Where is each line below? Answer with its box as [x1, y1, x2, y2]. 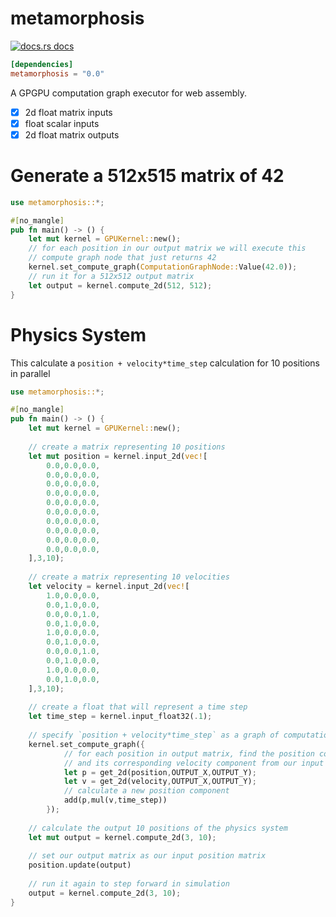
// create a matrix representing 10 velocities [28, 572, 230, 582]
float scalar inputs [24, 117, 100, 129]
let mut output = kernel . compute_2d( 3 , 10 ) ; [28, 832, 217, 842]
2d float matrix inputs [24, 106, 113, 118]
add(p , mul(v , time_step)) [63, 795, 168, 806]
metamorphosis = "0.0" [10, 68, 105, 79]
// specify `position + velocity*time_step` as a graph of [28, 730, 280, 740]
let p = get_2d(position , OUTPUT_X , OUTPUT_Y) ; [63, 767, 257, 777]
